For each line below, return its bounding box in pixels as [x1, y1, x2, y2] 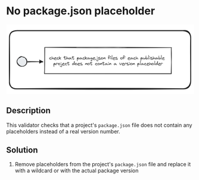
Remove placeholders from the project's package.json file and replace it [14, 161, 191, 168]
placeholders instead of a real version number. [6, 128, 120, 135]
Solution [6, 145, 38, 155]
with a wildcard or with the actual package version [14, 167, 139, 174]
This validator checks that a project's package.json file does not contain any [6, 121, 192, 129]
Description [6, 105, 51, 116]
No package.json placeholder [6, 4, 156, 18]
